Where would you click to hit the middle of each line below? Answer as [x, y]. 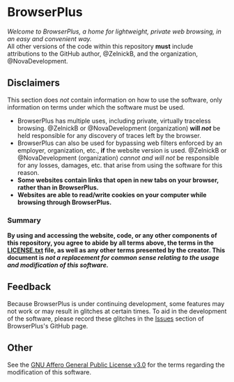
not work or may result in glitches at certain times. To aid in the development [117, 311]
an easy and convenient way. [49, 38]
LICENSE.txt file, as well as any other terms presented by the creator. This [116, 250]
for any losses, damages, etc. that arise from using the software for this [120, 165]
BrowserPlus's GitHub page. [48, 326]
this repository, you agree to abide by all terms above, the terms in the [111, 243]
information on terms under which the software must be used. [96, 107]
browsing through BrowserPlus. [64, 202]
